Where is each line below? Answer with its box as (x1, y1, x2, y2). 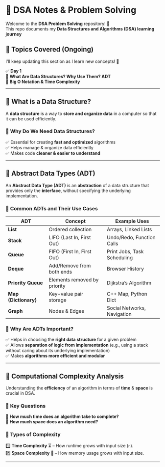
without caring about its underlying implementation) (5, 348, 110, 354)
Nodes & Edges (48, 307, 85, 314)
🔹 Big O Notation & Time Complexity (5, 79, 80, 84)
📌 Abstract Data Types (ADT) (5, 169, 95, 178)
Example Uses (115, 218, 149, 224)
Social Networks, (106, 304, 146, 311)
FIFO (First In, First (48, 248, 92, 255)
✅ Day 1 (5, 68, 22, 74)
